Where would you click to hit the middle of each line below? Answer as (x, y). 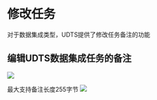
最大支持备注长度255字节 (43, 89)
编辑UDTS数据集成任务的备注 (70, 58)
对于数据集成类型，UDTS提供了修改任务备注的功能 (79, 34)
